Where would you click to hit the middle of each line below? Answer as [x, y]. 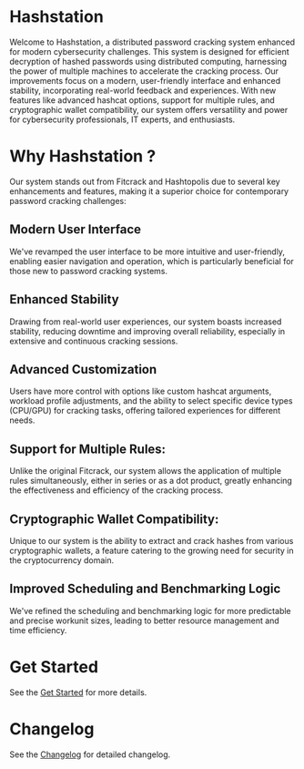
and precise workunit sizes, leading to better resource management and [144, 620]
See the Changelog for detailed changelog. [90, 754]
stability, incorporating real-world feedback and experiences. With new [143, 90]
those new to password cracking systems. [89, 271]
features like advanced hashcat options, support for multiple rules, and [142, 100]
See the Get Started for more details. [78, 692]
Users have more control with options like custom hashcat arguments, [141, 391]
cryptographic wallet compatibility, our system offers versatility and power [149, 109]
